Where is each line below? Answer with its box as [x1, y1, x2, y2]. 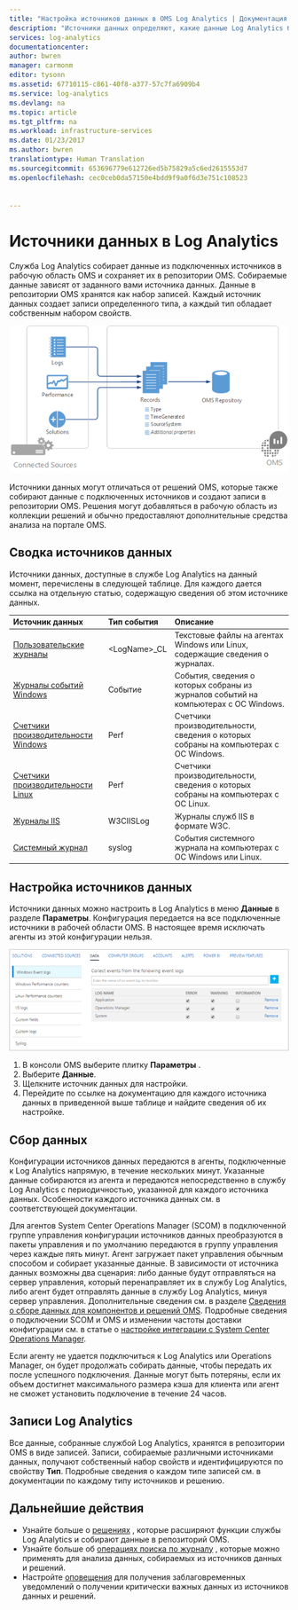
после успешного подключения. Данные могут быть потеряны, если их [9, 1369, 281, 1379]
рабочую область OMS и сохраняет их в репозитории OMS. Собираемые [9, 271, 287, 281]
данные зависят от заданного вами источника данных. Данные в [9, 279, 256, 290]
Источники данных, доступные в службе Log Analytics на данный [9, 569, 257, 579]
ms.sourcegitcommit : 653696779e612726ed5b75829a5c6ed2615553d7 [9, 164, 248, 173]
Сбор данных [9, 1132, 88, 1148]
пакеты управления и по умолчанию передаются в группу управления [9, 1238, 278, 1250]
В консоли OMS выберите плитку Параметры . [21, 1060, 201, 1071]
